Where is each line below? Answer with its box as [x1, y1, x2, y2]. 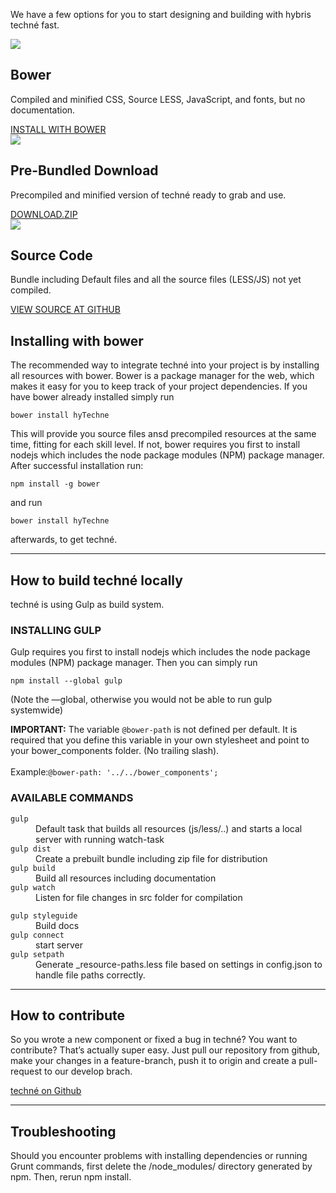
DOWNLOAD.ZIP [10, 208, 78, 220]
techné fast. [10, 19, 60, 31]
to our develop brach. [44, 1065, 133, 1078]
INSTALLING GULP [10, 623, 102, 637]
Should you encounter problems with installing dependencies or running [10, 1150, 308, 1162]
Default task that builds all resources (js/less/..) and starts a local [35, 822, 303, 834]
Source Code [10, 247, 93, 264]
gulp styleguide [10, 910, 78, 921]
